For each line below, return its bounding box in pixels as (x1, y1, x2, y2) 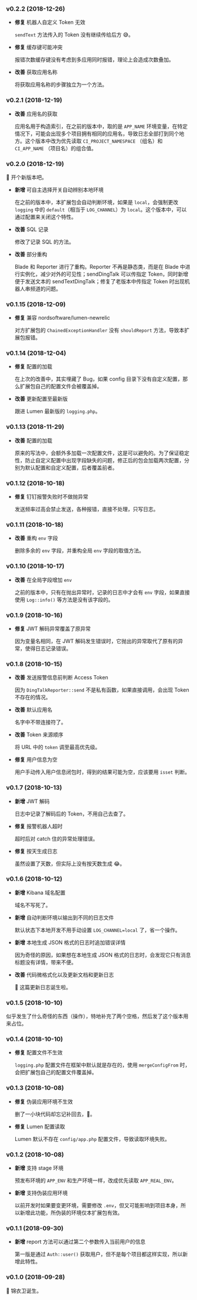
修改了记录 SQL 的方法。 (14, 238, 74, 245)
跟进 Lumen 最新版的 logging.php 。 (14, 408, 101, 415)
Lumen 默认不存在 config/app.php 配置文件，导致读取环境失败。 (14, 1135, 170, 1142)
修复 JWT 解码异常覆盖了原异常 (14, 625, 91, 632)
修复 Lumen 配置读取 (14, 1123, 66, 1130)
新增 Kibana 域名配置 (14, 889, 66, 896)
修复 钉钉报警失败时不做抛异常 (14, 493, 89, 500)
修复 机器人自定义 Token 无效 (14, 19, 86, 26)
